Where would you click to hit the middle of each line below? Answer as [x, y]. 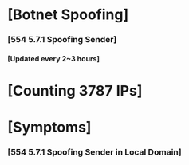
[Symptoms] [49, 127]
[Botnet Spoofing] [68, 15]
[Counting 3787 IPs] [75, 90]
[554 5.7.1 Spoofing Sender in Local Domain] [94, 152]
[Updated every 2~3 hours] [54, 58]
